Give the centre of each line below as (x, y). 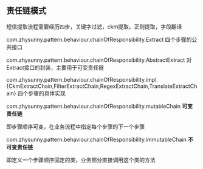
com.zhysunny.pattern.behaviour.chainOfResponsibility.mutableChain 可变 (100, 106)
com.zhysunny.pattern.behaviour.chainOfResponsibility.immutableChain (97, 139)
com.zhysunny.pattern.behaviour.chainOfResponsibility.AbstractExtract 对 (99, 60)
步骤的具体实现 (47, 93)
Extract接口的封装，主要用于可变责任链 (55, 67)
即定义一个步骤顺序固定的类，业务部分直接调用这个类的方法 (81, 160)
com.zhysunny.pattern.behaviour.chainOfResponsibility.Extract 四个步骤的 (99, 39)
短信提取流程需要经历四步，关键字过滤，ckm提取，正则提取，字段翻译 (94, 27)
